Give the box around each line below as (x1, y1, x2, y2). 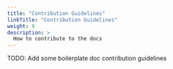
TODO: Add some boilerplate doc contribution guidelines (7, 54, 167, 62)
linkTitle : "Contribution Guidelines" (7, 16, 118, 23)
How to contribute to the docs (13, 36, 103, 42)
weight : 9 (7, 23, 36, 29)
